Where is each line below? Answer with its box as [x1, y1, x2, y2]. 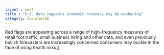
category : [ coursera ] [5, 16, 49, 21]
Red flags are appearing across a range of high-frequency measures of [5, 29, 149, 35]
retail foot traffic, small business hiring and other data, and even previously [5, 34, 156, 40]
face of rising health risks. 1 [5, 44, 59, 51]
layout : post [5, 7, 34, 12]
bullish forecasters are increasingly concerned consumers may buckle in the [5, 40, 160, 45]
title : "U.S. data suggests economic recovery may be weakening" [5, 12, 143, 16]
